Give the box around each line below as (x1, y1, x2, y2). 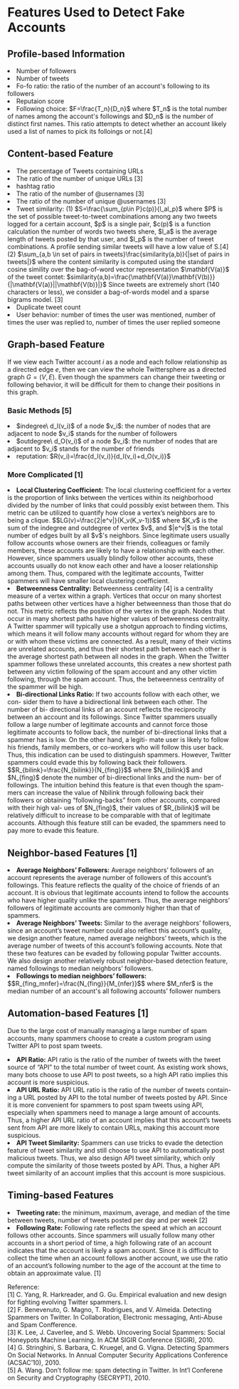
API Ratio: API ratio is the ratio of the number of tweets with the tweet (16, 1055, 221, 1064)
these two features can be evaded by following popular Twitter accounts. (7, 949, 222, 958)
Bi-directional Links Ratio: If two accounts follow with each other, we (16, 690, 221, 698)
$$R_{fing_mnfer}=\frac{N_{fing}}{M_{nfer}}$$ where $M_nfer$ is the (7, 980, 213, 988)
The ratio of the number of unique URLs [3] (16, 174, 144, 182)
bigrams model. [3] (7, 295, 63, 303)
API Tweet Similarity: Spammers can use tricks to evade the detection (16, 1138, 223, 1147)
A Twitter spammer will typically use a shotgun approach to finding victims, (7, 622, 228, 631)
